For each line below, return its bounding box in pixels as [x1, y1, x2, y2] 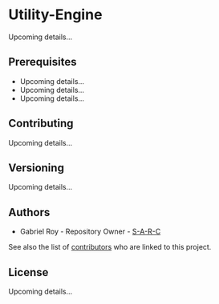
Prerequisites [8, 55, 77, 69]
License [8, 266, 49, 279]
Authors [8, 206, 51, 219]
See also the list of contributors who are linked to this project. [8, 242, 212, 252]
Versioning [8, 161, 64, 174]
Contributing [8, 117, 74, 130]
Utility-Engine [8, 6, 103, 24]
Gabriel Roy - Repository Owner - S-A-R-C [19, 226, 161, 237]
